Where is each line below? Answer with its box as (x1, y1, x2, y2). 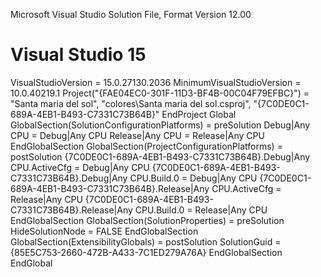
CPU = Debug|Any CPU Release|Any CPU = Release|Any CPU (10, 129, 265, 141)
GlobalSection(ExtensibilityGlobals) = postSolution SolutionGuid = (10, 235, 282, 248)
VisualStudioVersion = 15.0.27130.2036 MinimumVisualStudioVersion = (10, 76, 302, 88)
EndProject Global (161, 108, 237, 120)
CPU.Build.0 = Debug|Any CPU (129, 172, 258, 184)
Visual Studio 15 (10, 44, 147, 66)
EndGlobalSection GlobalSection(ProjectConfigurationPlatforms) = (10, 140, 283, 152)
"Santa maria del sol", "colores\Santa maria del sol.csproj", (10, 97, 252, 109)
